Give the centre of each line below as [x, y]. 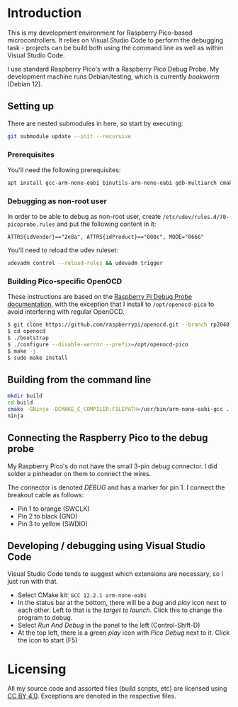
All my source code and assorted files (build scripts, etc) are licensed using [117, 689]
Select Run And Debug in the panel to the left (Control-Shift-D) [109, 626]
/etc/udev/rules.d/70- [196, 217]
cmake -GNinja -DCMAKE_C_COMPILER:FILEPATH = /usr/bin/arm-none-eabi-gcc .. [120, 409]
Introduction [45, 13]
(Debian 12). [25, 84]
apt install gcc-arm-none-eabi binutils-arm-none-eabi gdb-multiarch [112, 183]
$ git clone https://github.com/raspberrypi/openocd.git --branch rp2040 [119, 325]
